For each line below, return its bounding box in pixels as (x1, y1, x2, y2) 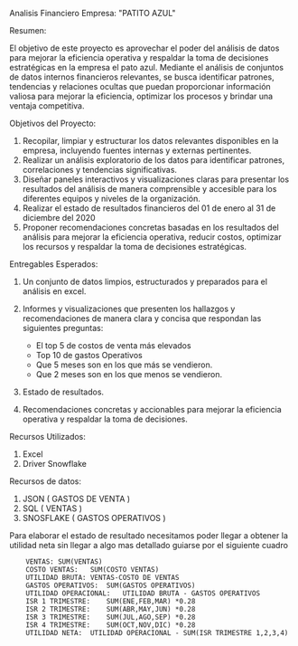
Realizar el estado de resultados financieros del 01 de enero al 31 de (22, 203, 276, 214)
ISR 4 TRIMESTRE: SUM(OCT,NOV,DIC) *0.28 (25, 621, 196, 630)
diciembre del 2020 (22, 213, 97, 223)
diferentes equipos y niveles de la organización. (22, 194, 200, 204)
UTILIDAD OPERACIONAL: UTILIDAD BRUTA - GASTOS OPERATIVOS (25, 589, 260, 598)
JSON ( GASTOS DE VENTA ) (22, 493, 131, 504)
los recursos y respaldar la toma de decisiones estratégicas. (22, 242, 247, 252)
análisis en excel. (22, 286, 87, 297)
